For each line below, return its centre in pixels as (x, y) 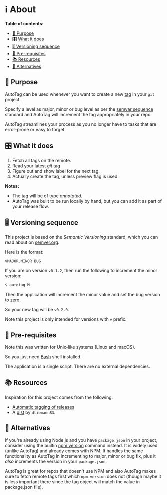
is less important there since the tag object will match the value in (73, 482)
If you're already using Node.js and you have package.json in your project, (81, 440)
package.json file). (24, 487)
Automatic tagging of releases (43, 407)
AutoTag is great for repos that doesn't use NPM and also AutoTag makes (81, 471)
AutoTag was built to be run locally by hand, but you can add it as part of (87, 201)
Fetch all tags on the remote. (42, 160)
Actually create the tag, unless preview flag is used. (65, 176)
